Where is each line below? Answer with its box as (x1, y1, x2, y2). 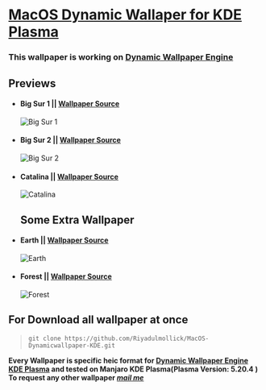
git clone (27, 334, 62, 342)
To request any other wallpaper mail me (8, 372, 144, 382)
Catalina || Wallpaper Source (19, 172, 119, 181)
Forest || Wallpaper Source (19, 272, 113, 281)
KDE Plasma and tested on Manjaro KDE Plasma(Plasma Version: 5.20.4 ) (8, 364, 258, 374)
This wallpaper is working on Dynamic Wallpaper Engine (8, 52, 234, 63)
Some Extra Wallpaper (19, 213, 135, 226)
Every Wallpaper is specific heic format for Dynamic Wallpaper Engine (8, 355, 248, 365)
